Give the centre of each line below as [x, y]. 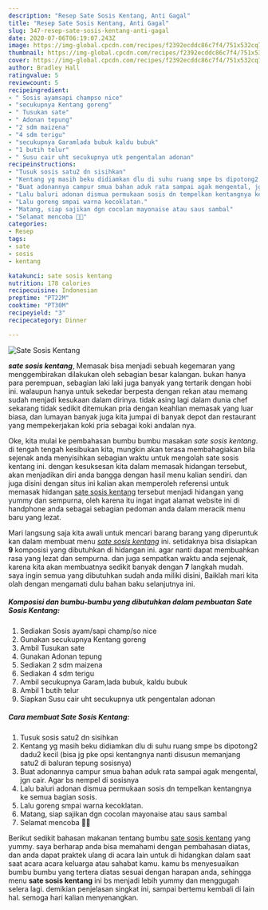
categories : [28, 224]
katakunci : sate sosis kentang [60, 276]
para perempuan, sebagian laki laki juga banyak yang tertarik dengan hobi [130, 383]
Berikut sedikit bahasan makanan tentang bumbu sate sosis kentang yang [130, 838]
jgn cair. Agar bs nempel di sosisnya [79, 780]
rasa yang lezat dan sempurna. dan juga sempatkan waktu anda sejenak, [128, 558]
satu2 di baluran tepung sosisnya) [75, 763]
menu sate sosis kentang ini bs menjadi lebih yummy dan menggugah [124, 880]
